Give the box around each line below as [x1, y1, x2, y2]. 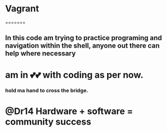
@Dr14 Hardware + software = [5, 105, 133, 117]
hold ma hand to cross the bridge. [5, 87, 89, 94]
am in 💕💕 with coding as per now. [5, 69, 144, 80]
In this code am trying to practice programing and [5, 34, 162, 42]
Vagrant [5, 3, 39, 14]
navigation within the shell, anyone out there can [5, 42, 160, 50]
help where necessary [5, 49, 76, 58]
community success [5, 116, 91, 127]
